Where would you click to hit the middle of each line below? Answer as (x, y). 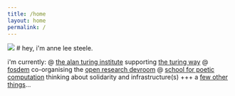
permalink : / (27, 27)
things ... (19, 85)
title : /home (27, 14)
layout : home (27, 21)
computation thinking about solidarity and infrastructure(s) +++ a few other (118, 77)
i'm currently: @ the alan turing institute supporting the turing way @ (108, 62)
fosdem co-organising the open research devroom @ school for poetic (111, 70)
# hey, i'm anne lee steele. (54, 48)
